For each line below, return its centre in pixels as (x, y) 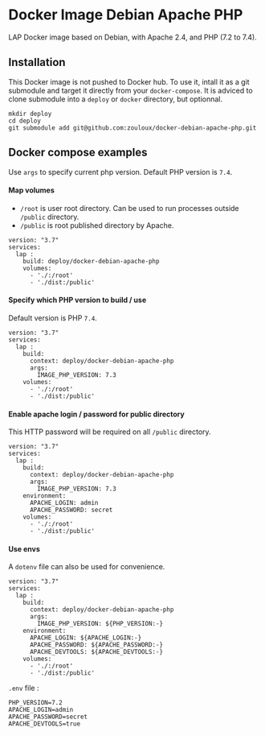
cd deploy (25, 121)
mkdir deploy (30, 114)
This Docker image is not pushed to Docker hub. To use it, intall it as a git (129, 81)
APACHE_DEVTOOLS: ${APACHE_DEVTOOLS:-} (96, 652)
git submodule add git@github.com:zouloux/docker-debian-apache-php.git (132, 128)
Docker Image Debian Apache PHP (126, 15)
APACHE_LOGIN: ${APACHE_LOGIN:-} (86, 638)
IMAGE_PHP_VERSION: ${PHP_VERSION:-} (100, 624)
